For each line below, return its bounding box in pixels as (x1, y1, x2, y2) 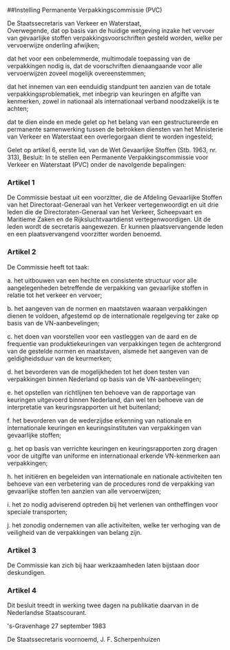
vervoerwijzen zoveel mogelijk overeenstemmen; (7, 69, 146, 77)
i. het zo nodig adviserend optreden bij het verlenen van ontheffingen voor (7, 500, 218, 509)
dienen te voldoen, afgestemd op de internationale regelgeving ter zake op (7, 312, 219, 320)
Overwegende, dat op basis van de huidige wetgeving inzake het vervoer (7, 27, 215, 34)
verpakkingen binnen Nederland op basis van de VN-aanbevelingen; (7, 375, 202, 383)
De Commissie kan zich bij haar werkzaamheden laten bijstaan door (7, 561, 200, 569)
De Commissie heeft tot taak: (7, 263, 90, 271)
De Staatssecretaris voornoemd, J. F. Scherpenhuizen (7, 636, 160, 644)
